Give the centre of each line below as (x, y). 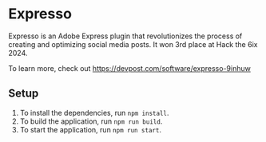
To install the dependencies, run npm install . (94, 112)
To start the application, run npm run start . (91, 129)
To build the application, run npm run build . (91, 121)
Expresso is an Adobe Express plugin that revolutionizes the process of (125, 36)
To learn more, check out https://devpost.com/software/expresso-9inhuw (130, 68)
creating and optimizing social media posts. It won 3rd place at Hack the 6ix (133, 44)
